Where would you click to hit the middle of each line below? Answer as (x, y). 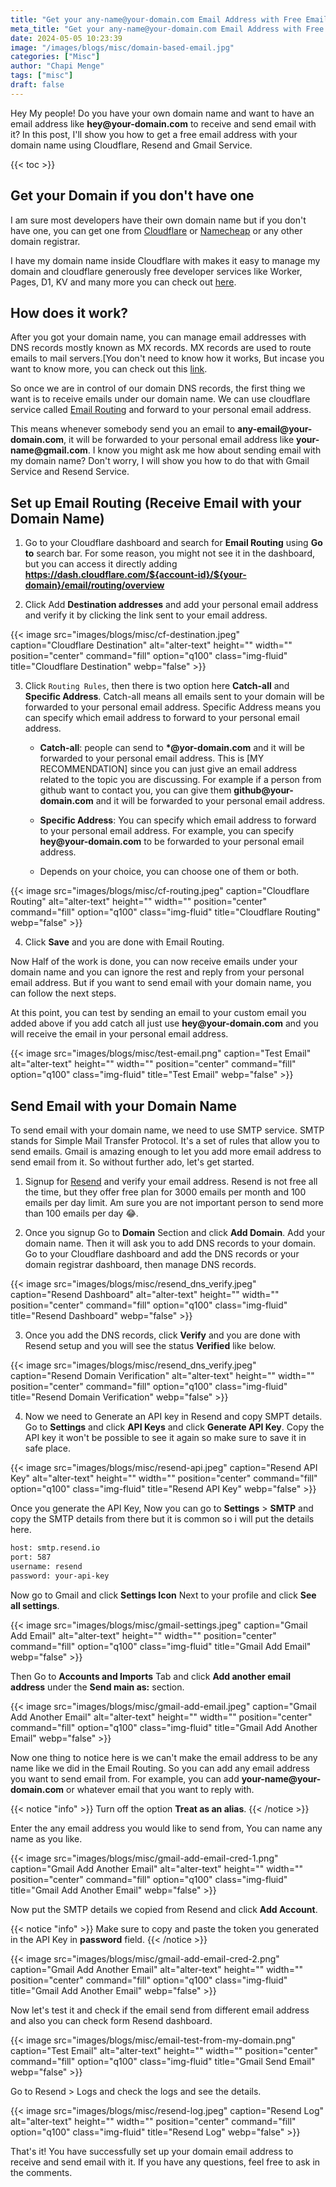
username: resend (46, 1566)
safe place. (47, 1448)
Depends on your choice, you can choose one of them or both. (169, 872)
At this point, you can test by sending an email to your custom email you (158, 1013)
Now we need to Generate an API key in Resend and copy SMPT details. (173, 1416)
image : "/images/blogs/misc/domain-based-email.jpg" (122, 47)
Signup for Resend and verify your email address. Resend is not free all (171, 1181)
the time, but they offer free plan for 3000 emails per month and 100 (165, 1192)
